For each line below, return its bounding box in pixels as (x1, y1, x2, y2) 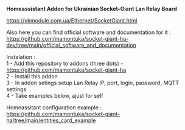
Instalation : (6, 53, 35, 60)
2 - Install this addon (6, 73, 58, 80)
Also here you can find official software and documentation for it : (6, 29, 172, 36)
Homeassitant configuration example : (6, 104, 102, 111)
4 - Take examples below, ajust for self (6, 92, 103, 99)
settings (6, 86, 27, 93)
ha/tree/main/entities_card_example (6, 117, 96, 124)
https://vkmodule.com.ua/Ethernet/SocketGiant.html (6, 17, 138, 24)
